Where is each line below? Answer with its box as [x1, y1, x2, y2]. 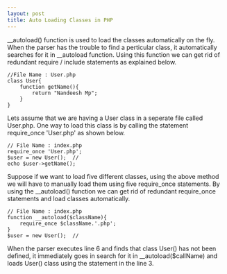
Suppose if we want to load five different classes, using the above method [7, 172, 219, 180]
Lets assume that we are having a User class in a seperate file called [7, 114, 203, 122]
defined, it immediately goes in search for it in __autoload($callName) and [7, 251, 218, 260]
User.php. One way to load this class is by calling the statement [7, 121, 189, 129]
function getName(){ [19, 83, 79, 90]
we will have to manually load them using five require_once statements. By [7, 180, 220, 188]
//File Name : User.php [7, 71, 76, 78]
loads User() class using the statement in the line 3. [7, 259, 154, 267]
